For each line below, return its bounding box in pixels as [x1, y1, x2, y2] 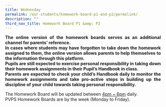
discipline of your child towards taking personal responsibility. [5, 82, 136, 88]
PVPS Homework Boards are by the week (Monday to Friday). [5, 97, 130, 103]
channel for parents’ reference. [5, 40, 71, 46]
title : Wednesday [5, 7, 41, 12]
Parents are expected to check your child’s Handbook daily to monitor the [5, 71, 161, 77]
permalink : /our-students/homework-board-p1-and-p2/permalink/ [5, 12, 138, 17]
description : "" [5, 16, 39, 21]
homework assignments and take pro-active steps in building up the [5, 76, 161, 82]
